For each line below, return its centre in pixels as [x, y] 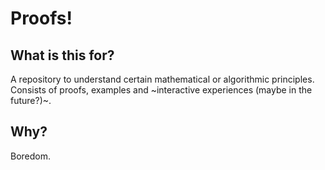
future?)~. [31, 100]
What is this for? [62, 55]
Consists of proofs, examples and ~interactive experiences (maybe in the [161, 90]
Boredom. [31, 156]
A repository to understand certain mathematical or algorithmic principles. [162, 79]
